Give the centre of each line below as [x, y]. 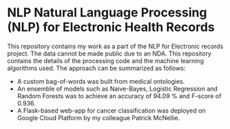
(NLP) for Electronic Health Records [111, 27]
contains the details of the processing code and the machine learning [106, 60]
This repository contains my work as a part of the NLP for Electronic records [115, 46]
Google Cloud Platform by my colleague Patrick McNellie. [98, 117]
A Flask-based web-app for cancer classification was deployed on [111, 110]
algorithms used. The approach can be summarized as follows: [96, 68]
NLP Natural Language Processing [107, 13]
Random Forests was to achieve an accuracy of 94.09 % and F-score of [119, 96]
